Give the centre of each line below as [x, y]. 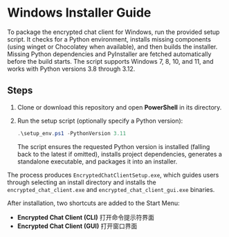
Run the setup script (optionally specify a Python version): [100, 121]
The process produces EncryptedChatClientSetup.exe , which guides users [113, 175]
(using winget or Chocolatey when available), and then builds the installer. [112, 46]
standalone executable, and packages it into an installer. [97, 161]
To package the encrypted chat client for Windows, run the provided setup [113, 32]
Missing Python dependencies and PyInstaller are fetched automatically [109, 54]
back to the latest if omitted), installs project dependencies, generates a [120, 154]
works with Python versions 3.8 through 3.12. [71, 69]
